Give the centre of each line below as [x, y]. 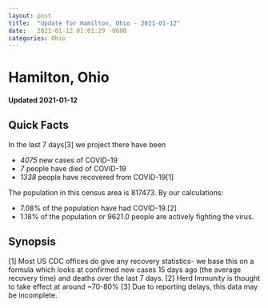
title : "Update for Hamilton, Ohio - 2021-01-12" [94, 23]
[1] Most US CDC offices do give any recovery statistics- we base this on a [131, 261]
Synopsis [32, 242]
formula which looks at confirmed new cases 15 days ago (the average [125, 270]
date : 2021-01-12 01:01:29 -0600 [68, 30]
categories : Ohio [37, 38]
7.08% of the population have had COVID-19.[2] [98, 208]
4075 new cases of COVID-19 [69, 160]
